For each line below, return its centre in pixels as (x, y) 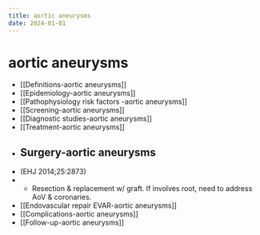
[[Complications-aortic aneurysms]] (79, 214)
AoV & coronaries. (62, 197)
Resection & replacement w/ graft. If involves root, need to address (142, 189)
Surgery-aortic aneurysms (88, 152)
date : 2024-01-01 (37, 23)
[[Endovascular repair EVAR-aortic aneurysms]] (98, 205)
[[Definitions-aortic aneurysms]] (73, 85)
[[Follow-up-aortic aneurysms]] (72, 223)
